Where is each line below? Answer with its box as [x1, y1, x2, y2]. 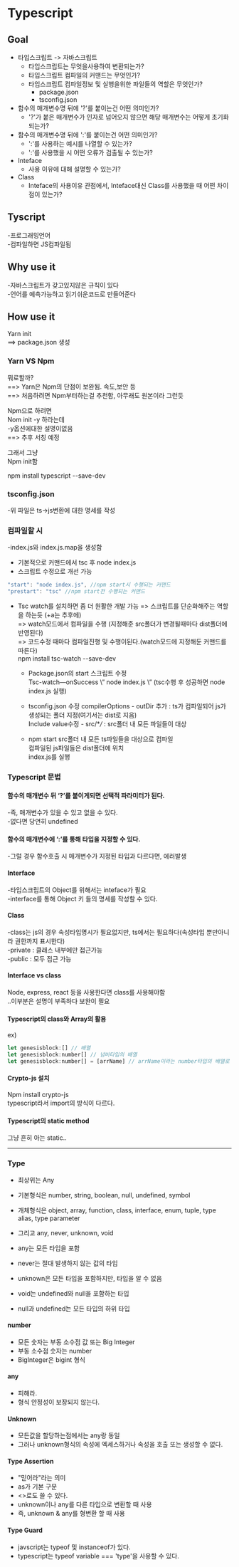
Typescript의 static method [7, 1116, 90, 1125]
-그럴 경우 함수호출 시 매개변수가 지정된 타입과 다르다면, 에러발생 [7, 852, 187, 861]
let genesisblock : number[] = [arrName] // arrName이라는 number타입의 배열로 [7, 1057, 230, 1065]
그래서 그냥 [7, 448, 38, 456]
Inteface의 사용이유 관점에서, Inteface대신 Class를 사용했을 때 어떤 [28, 182, 216, 189]
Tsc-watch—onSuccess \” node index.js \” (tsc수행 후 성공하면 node [28, 678, 225, 686]
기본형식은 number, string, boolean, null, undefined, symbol [17, 1190, 191, 1199]
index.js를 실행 [28, 753, 70, 761]
